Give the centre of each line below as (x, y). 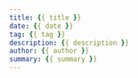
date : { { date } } (41, 26)
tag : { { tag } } (37, 34)
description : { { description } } (69, 43)
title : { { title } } (45, 17)
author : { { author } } (49, 51)
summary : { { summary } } (53, 59)
